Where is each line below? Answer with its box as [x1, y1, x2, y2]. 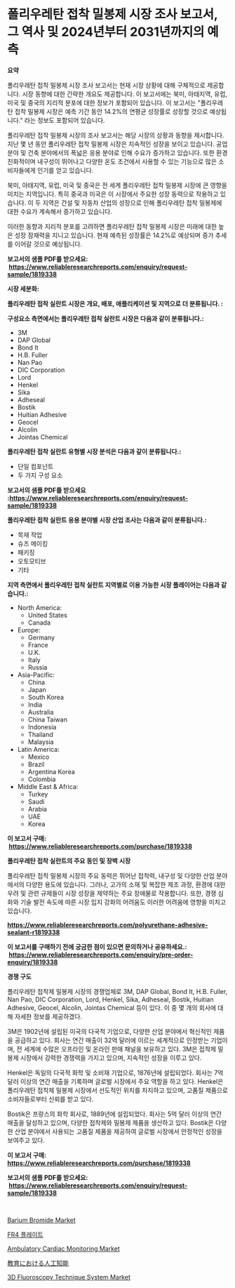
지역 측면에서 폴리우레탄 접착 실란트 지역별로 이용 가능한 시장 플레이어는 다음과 [7, 580, 220, 589]
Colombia [27, 775, 56, 783]
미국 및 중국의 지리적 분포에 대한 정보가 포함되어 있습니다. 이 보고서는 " [7, 98, 201, 107]
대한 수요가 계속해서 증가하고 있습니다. [7, 207, 112, 215]
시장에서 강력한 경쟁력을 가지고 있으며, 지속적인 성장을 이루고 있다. [20, 1054, 202, 1062]
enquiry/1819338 [7, 957, 58, 966]
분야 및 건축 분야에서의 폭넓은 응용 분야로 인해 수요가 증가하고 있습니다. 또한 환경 [7, 148, 228, 157]
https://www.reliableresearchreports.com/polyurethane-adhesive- [7, 920, 208, 929]
